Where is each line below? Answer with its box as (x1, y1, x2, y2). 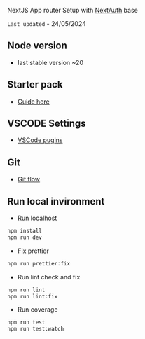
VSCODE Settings (7, 118, 86, 130)
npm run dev (7, 234, 42, 241)
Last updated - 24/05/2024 (7, 20, 86, 27)
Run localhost (17, 214, 57, 223)
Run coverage (17, 305, 58, 314)
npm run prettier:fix (7, 260, 71, 267)
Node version (7, 40, 68, 52)
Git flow (17, 175, 41, 184)
